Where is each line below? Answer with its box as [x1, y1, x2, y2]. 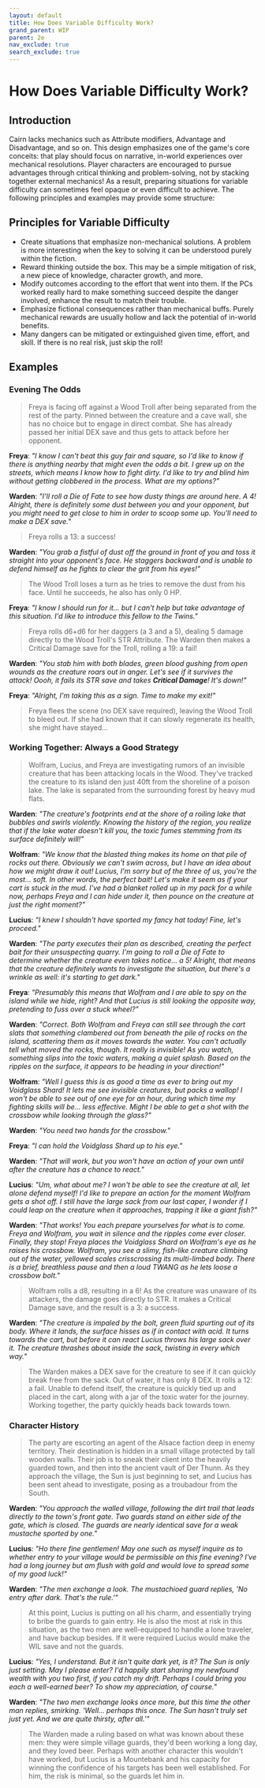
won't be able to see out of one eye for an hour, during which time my [9, 1094, 236, 1103]
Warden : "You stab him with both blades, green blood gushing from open [9, 658, 248, 668]
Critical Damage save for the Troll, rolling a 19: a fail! [28, 643, 198, 653]
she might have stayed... [28, 723, 109, 732]
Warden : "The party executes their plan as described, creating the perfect [9, 938, 252, 948]
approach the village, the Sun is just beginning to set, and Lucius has [28, 1472, 252, 1481]
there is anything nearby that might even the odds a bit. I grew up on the [9, 459, 245, 469]
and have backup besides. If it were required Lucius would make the [28, 1633, 251, 1643]
